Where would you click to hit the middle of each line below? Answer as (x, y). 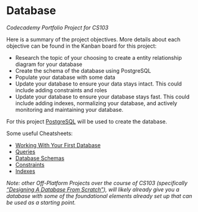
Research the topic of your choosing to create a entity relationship (98, 57)
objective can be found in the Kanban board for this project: (82, 46)
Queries (25, 152)
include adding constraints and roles (61, 90)
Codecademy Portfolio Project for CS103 (57, 27)
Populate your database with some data (65, 77)
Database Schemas (40, 158)
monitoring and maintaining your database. (69, 109)
